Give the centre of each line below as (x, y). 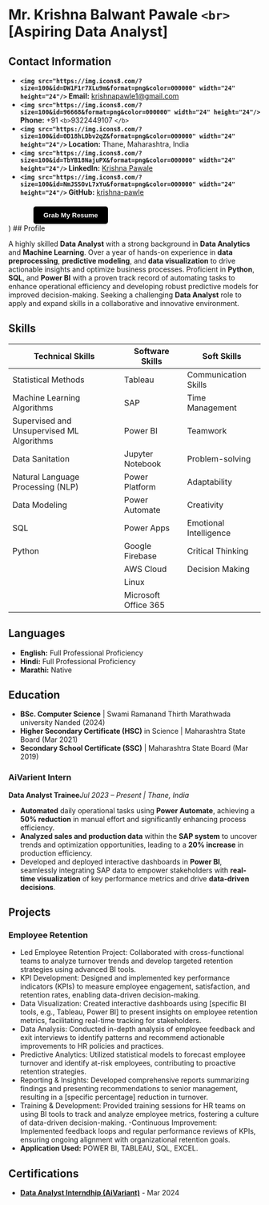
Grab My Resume (71, 215)
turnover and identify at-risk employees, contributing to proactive (128, 1063)
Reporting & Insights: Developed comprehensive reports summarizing (134, 1080)
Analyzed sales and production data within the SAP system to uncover (139, 836)
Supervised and (42, 421)
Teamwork (207, 430)
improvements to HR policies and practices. (92, 1046)
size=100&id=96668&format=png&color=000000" (95, 112)
